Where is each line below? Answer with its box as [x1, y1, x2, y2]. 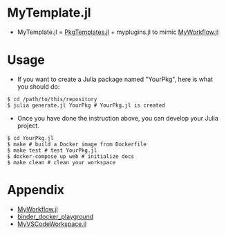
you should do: [17, 82, 60, 91]
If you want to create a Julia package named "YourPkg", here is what [17, 75, 213, 83]
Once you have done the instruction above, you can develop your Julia [17, 114, 219, 122]
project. [17, 121, 39, 130]
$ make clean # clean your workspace [7, 159, 116, 166]
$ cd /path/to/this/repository [7, 96, 97, 103]
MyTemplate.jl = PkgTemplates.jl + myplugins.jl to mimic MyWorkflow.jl [17, 28, 219, 36]
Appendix [7, 182, 64, 198]
